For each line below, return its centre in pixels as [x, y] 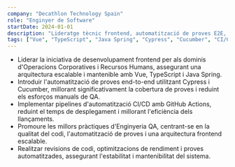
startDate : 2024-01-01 [40, 27]
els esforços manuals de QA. [58, 97]
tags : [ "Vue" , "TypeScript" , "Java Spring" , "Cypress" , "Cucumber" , [109, 40]
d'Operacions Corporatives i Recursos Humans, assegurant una [109, 67]
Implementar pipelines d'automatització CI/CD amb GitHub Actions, [114, 104]
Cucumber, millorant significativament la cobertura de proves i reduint [118, 89]
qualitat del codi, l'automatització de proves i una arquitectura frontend [120, 134]
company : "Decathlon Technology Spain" [65, 14]
